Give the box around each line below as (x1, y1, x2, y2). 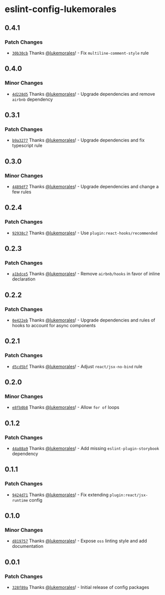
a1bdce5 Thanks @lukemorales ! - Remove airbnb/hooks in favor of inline (12, 271, 160, 277)
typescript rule (12, 142, 43, 148)
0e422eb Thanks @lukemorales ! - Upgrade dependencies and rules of (12, 317, 155, 323)
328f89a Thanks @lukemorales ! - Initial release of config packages (12, 584, 149, 590)
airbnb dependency (12, 96, 53, 102)
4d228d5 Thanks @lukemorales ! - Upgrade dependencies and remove (12, 91, 155, 97)
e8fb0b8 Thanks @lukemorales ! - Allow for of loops (12, 404, 120, 410)
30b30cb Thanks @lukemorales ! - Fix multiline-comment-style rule (12, 50, 149, 56)
